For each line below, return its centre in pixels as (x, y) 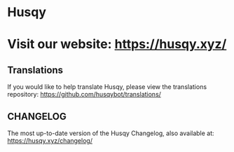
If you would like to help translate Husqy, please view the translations (107, 87)
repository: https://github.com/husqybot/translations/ (84, 95)
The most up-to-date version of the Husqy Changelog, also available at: (111, 133)
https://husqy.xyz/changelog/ (50, 140)
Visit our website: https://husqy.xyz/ (117, 44)
